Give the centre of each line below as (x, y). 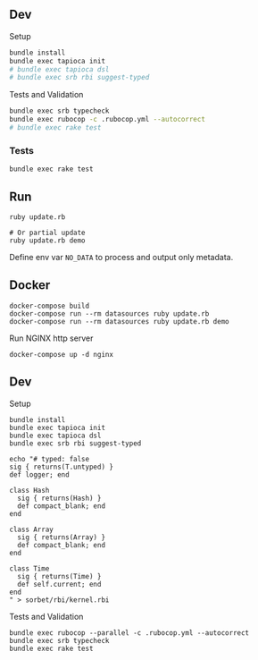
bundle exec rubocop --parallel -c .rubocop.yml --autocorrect (129, 633)
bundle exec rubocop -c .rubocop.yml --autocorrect (107, 120)
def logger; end (39, 474)
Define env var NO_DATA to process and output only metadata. (121, 258)
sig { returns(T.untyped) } (62, 467)
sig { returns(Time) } (59, 576)
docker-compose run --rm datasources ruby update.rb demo (119, 321)
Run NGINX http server (51, 338)
